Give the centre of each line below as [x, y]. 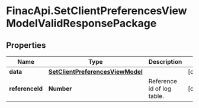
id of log [160, 89]
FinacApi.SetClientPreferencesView [97, 11]
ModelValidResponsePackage [81, 23]
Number [60, 89]
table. [156, 96]
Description [165, 62]
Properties [26, 45]
